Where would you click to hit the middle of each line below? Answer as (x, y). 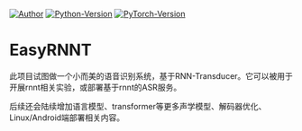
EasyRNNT (50, 50)
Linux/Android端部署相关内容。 (67, 118)
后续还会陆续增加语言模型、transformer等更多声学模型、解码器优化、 (138, 106)
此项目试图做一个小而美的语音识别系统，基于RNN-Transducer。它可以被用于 (151, 75)
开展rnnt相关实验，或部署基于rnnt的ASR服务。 (96, 87)
